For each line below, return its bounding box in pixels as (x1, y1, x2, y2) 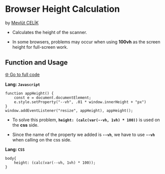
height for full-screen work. (12, 44, 68, 50)
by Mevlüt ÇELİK (5, 20, 39, 26)
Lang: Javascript (5, 81, 40, 87)
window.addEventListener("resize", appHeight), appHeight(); (5, 108, 133, 113)
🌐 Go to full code (5, 71, 40, 77)
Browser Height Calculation (5, 3, 120, 15)
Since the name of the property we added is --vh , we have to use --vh (12, 132, 155, 138)
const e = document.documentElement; (14, 95, 92, 100)
